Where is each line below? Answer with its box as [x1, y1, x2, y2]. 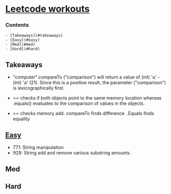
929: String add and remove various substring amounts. [12, 150, 131, 156]
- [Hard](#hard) [5, 47, 40, 52]
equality [12, 116, 30, 122]
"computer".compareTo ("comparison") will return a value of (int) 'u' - [12, 74, 160, 80]
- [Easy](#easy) [5, 37, 40, 43]
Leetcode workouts [5, 3, 90, 15]
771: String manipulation [12, 144, 64, 150]
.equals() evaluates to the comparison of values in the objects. [12, 101, 145, 107]
